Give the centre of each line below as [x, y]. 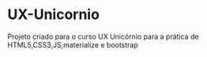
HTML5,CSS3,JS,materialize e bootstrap [73, 44]
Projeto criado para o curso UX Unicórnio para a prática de [103, 36]
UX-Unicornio [54, 15]
